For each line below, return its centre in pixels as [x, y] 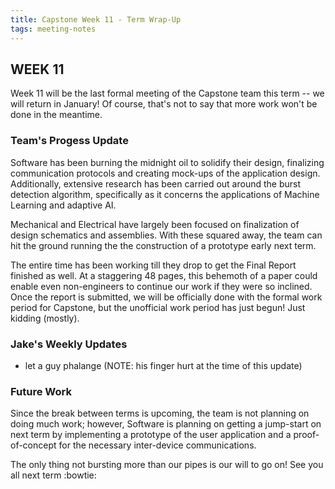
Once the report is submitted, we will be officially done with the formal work [166, 297]
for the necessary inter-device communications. [157, 445]
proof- [306, 435]
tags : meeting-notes [53, 29]
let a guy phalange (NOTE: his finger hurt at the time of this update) [163, 365]
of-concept [33, 445]
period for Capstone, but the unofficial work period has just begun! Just [158, 307]
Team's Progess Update [69, 141]
